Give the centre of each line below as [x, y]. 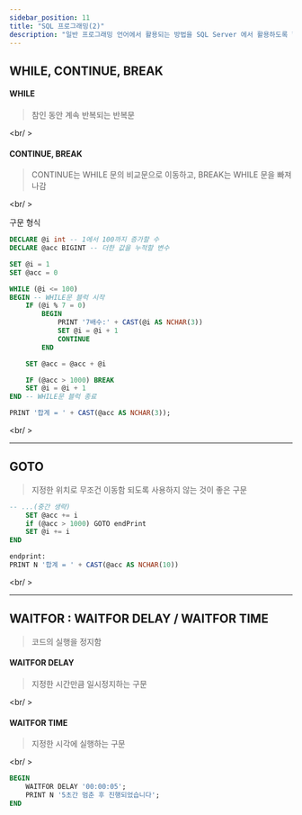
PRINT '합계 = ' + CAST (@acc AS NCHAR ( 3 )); [90, 413]
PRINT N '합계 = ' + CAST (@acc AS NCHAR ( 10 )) [94, 565]
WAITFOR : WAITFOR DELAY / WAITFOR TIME [139, 619]
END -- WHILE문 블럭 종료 [53, 397]
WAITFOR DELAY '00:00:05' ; [76, 787]
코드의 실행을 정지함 [66, 641]
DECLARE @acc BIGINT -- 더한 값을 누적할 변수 [89, 249]
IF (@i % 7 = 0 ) [56, 306]
